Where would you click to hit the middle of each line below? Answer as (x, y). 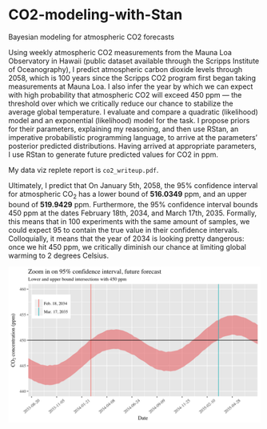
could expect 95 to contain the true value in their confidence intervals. (124, 230)
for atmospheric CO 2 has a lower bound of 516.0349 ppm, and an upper (128, 195)
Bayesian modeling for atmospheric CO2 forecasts (91, 37)
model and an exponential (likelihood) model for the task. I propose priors (129, 120)
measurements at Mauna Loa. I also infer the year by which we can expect (131, 86)
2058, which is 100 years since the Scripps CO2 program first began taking (132, 78)
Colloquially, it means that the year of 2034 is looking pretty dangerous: (126, 239)
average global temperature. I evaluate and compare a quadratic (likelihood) (133, 112)
